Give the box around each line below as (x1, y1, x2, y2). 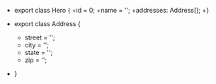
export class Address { (13, 20, 81, 28)
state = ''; (24, 49, 53, 56)
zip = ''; (24, 56, 47, 64)
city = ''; (24, 41, 50, 49)
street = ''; (24, 33, 55, 42)
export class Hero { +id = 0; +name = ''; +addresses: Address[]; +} (13, 6, 210, 14)
